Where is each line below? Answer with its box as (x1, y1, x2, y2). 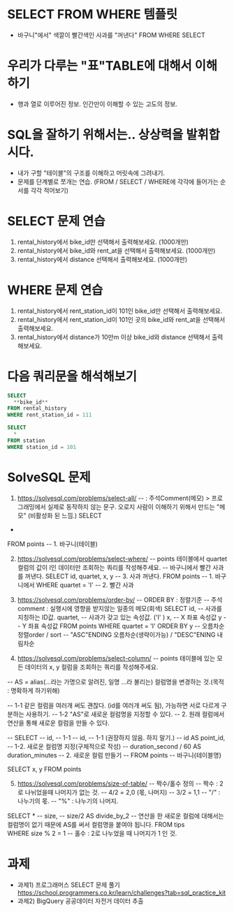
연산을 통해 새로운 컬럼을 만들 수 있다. (7, 719, 110, 727)
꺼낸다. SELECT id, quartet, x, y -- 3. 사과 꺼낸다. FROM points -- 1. (24, 572, 214, 580)
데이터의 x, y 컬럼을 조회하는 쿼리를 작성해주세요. (24, 663, 159, 671)
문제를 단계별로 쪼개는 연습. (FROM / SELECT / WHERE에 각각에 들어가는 (17, 177, 219, 186)
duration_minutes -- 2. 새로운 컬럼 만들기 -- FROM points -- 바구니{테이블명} (7, 751, 222, 759)
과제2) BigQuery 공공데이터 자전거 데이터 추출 (17, 897, 144, 905)
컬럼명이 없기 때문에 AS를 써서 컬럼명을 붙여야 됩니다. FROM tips (7, 820, 185, 828)
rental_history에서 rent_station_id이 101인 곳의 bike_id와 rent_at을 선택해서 (17, 315, 226, 323)
